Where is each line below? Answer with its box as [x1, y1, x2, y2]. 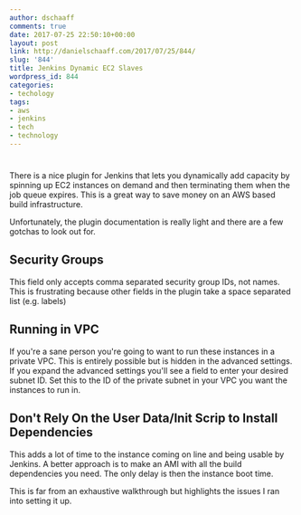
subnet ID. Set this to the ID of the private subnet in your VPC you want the [9, 375, 287, 386]
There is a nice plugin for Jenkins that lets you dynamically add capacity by [9, 170, 291, 181]
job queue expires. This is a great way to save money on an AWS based [9, 189, 276, 200]
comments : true [9, 22, 67, 31]
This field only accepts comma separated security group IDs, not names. [9, 276, 280, 287]
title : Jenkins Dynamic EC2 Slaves [9, 64, 144, 73]
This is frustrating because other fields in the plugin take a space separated [9, 286, 291, 297]
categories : [9, 81, 54, 90]
